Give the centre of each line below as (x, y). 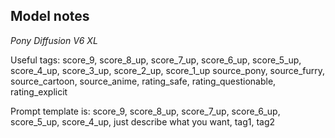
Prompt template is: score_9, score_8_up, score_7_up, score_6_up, (145, 111)
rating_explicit (39, 91)
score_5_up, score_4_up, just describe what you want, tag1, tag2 (143, 121)
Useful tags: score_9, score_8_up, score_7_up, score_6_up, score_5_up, (156, 60)
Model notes (50, 16)
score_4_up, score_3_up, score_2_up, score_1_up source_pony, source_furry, (167, 70)
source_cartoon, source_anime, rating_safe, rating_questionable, (143, 81)
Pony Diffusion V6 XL (54, 40)
